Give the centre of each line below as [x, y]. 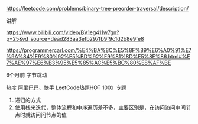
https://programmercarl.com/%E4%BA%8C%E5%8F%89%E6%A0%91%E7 [99, 50]
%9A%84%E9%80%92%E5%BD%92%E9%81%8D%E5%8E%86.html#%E [98, 56]
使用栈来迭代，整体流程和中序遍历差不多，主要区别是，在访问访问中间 [100, 107]
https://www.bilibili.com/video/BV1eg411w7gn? [63, 32]
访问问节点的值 [48, 115]
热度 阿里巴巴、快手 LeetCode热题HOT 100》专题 [66, 87]
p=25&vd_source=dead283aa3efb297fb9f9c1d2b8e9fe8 [75, 39]
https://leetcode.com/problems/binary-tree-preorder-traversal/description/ [98, 9]
